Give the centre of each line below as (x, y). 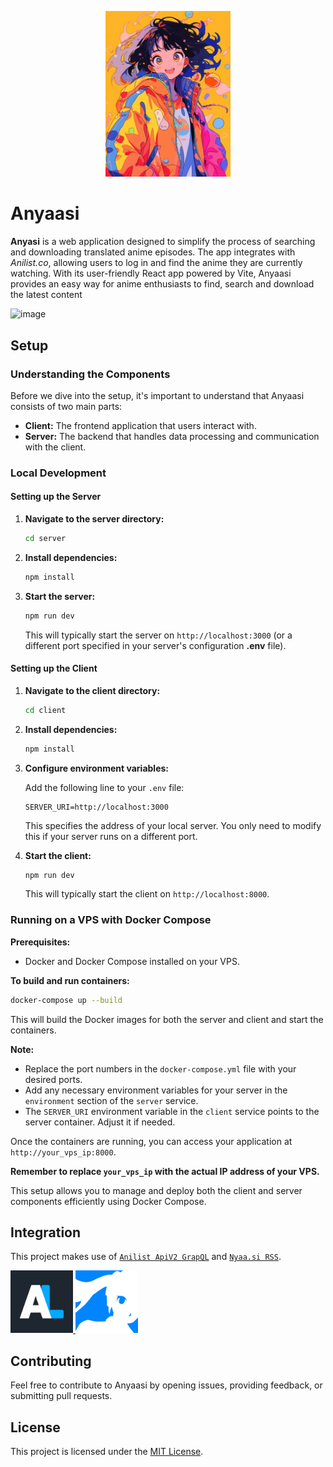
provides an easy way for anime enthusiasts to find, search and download (162, 284)
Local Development (58, 473)
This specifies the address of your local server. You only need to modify (173, 825)
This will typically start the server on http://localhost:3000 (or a (158, 635)
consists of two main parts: (66, 406)
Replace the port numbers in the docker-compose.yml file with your (160, 1068)
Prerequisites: (40, 942)
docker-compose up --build (66, 1000)
